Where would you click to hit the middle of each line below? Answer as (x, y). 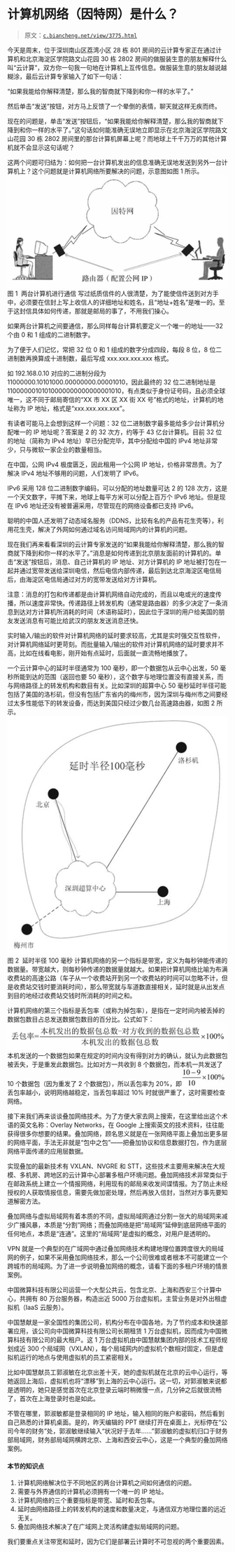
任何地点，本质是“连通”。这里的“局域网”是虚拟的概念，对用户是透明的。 (111, 1234)
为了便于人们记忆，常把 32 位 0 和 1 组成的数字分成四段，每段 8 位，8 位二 (115, 350)
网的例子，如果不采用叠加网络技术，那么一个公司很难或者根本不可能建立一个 (117, 1257)
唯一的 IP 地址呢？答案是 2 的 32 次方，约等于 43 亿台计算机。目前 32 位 (117, 432)
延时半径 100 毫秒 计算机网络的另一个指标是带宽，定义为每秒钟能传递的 (125, 960)
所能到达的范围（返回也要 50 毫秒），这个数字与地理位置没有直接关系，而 (118, 677)
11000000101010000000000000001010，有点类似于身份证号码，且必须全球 (116, 391)
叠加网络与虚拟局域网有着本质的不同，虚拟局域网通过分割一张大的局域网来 (114, 1216)
